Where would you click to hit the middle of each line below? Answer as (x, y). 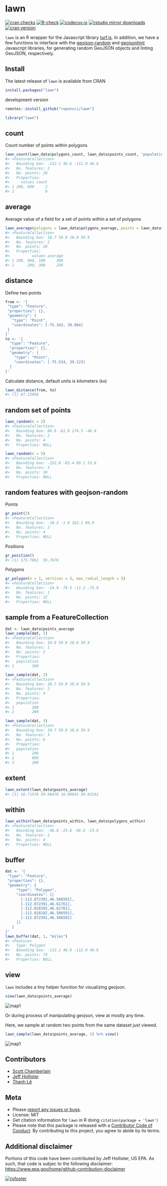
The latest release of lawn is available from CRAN (55, 81)
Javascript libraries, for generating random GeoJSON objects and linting (79, 48)
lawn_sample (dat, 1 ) (27, 633)
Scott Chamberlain (32, 1071)
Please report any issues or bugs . (47, 1110)
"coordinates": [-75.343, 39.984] (47, 325)
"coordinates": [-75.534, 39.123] (50, 362)
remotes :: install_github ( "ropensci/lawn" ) (50, 109)
